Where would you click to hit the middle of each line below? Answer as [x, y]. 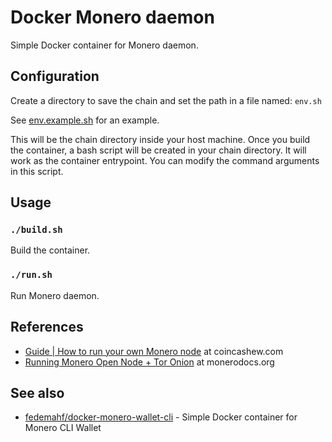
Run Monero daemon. [55, 295]
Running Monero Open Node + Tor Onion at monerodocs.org [149, 362]
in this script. [37, 171]
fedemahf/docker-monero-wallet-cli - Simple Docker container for [161, 417]
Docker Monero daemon [112, 17]
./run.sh [31, 275]
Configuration [55, 76]
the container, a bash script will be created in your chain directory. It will [158, 150]
